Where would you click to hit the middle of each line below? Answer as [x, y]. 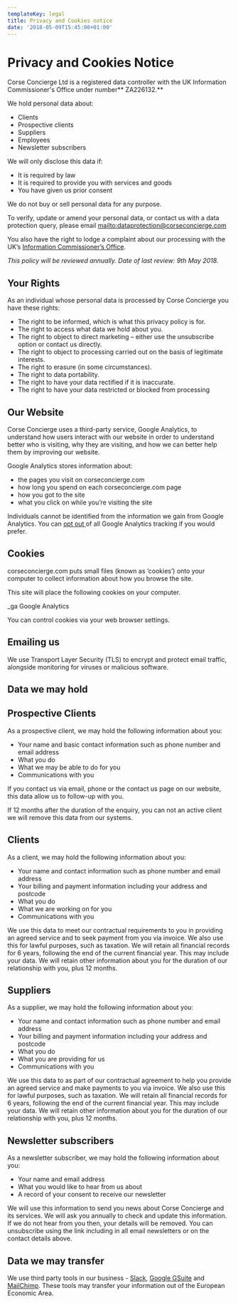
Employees [34, 140]
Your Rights [34, 283]
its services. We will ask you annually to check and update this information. [117, 1216]
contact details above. [40, 1239]
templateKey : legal [36, 14]
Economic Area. [31, 1293]
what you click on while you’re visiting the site [85, 502]
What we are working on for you [65, 908]
